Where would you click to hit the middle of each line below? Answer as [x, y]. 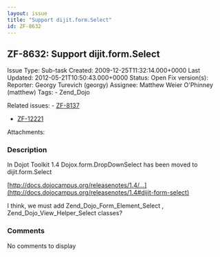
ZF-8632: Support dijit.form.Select [84, 54]
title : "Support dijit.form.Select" [59, 20]
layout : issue [27, 13]
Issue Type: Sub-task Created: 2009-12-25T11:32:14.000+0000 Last [104, 71]
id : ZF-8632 [24, 26]
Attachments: [26, 132]
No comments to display [42, 246]
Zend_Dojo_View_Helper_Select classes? [65, 213]
